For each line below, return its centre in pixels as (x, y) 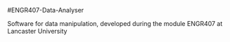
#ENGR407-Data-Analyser (46, 10)
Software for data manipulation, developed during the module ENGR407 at (115, 23)
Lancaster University (37, 31)
